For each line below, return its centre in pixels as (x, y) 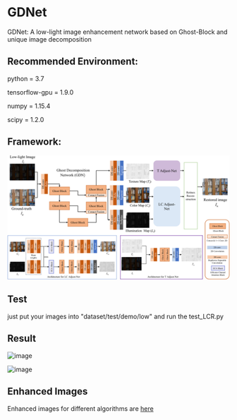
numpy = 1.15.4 (29, 106)
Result (22, 338)
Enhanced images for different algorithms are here (80, 408)
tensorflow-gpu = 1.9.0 (41, 92)
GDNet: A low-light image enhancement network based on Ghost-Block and (117, 32)
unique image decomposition (49, 39)
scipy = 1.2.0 (26, 119)
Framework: (35, 142)
